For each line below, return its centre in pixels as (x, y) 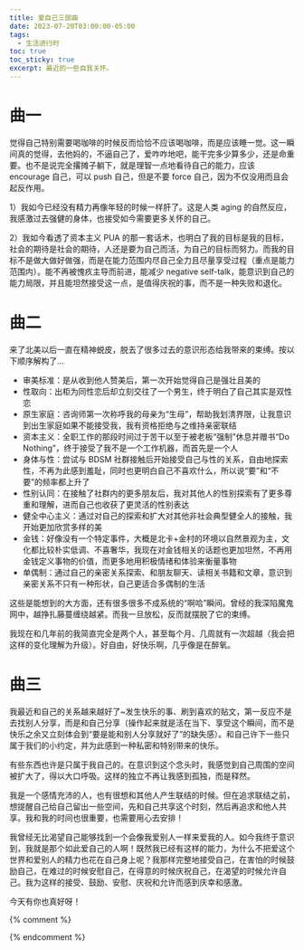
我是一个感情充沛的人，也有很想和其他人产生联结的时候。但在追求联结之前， (152, 795)
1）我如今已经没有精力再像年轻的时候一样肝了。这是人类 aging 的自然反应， (151, 207)
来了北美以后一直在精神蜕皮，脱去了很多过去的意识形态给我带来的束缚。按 (148, 349)
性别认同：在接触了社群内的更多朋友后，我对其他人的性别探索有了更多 (153, 493)
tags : (19, 34)
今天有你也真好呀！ (45, 901)
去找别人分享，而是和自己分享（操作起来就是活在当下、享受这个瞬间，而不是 (152, 722)
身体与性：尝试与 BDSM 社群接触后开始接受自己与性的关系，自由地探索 (155, 459)
